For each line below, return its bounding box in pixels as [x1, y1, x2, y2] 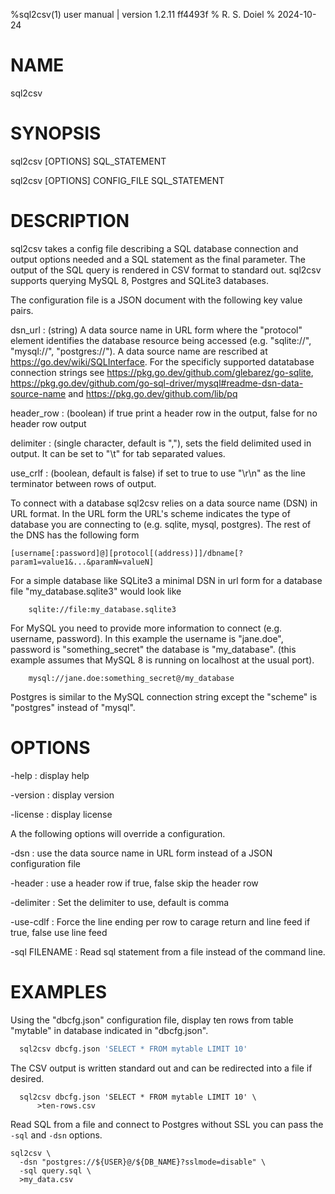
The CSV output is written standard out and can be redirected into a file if [10, 1062, 313, 1074]
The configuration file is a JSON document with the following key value [10, 294, 303, 306]
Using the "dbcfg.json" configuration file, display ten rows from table [10, 1014, 294, 1026]
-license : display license [10, 808, 113, 820]
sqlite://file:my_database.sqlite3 [28, 604, 177, 614]
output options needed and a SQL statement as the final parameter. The [10, 253, 306, 265]
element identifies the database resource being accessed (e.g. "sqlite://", [10, 334, 312, 346]
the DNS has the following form [10, 529, 140, 541]
